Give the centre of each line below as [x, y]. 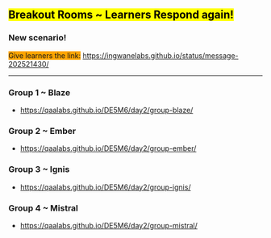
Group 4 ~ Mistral [44, 208]
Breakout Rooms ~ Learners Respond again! [121, 15]
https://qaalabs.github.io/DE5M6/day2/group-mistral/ [108, 225]
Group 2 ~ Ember [42, 131]
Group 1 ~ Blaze [40, 92]
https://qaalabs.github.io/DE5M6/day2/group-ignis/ [105, 187]
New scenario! [38, 38]
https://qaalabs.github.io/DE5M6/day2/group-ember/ [108, 148]
